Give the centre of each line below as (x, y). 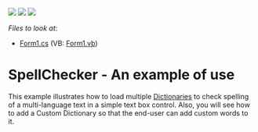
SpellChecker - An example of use (122, 75)
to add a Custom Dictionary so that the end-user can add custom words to (128, 112)
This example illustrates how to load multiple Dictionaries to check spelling (129, 96)
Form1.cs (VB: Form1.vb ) (58, 43)
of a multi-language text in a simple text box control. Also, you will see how (129, 105)
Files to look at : (33, 28)
